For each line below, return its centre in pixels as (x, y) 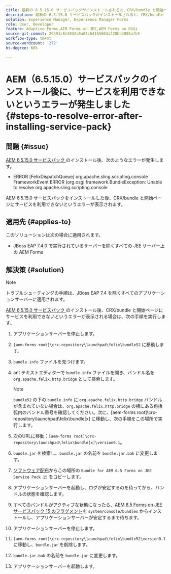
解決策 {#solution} (35, 270)
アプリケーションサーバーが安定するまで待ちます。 (88, 517)
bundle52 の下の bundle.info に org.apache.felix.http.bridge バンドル (88, 400)
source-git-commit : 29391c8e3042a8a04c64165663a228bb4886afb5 (73, 34)
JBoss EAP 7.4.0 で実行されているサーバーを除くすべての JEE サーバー (87, 246)
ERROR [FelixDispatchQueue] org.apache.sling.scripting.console (80, 176)
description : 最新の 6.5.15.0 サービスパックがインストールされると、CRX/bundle (85, 15)
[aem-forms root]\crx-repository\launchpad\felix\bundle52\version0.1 (89, 539)
